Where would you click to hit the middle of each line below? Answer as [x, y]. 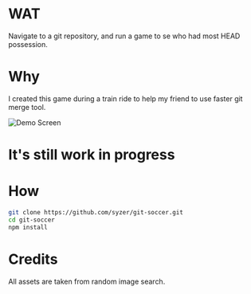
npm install [28, 227]
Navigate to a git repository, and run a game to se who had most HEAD [124, 36]
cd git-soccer [32, 220]
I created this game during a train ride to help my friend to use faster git [125, 98]
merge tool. [27, 107]
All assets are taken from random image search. [87, 281]
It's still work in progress [92, 155]
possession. [28, 44]
